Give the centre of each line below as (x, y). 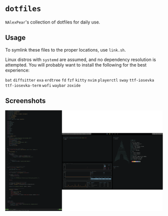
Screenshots (25, 101)
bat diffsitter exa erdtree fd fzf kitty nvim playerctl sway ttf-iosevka (80, 80)
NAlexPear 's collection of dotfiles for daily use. (53, 22)
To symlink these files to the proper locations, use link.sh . (65, 49)
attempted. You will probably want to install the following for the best (76, 64)
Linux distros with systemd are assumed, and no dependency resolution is (81, 59)
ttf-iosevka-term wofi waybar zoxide (43, 85)
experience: (17, 70)
